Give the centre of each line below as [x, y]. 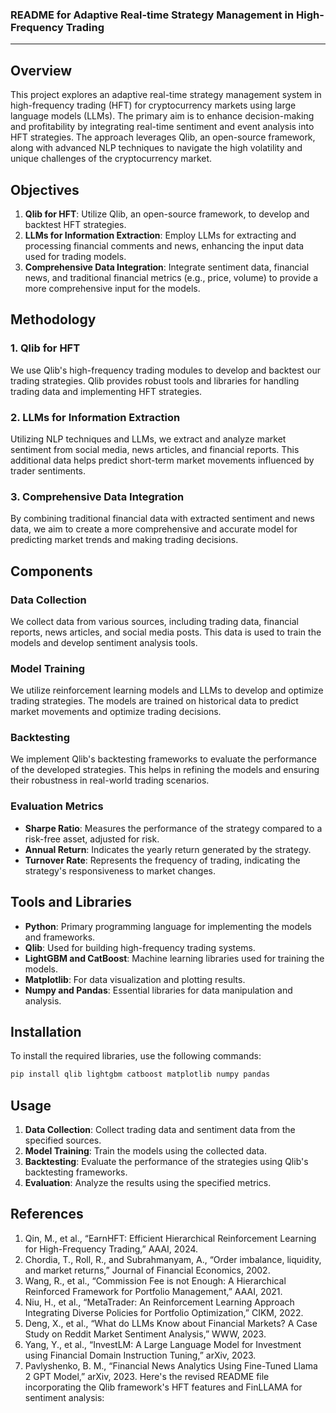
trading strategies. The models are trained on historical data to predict [154, 701]
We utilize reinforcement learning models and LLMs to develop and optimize [167, 690]
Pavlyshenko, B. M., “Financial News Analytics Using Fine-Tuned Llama [171, 1365]
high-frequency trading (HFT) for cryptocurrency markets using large [153, 105]
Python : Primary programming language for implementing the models [168, 926]
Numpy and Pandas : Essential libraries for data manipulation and [158, 990]
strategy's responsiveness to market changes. [120, 870]
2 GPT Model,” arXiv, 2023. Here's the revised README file [147, 1376]
